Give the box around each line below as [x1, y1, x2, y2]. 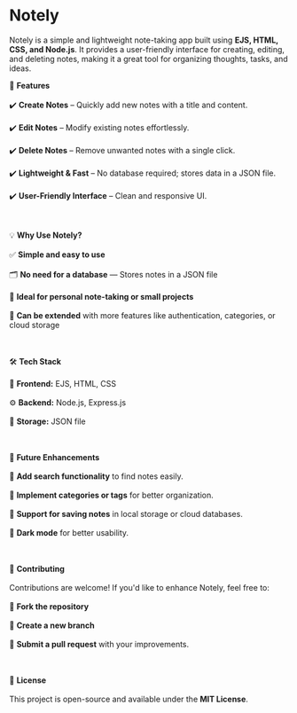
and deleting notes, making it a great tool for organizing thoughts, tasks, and [9, 53, 288, 64]
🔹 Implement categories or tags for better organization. [9, 490, 215, 500]
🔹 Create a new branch [9, 620, 95, 631]
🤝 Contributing [9, 563, 65, 574]
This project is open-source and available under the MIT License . [9, 693, 248, 704]
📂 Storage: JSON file [9, 416, 86, 427]
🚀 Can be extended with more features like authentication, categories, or [9, 309, 277, 320]
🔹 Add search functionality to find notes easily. [9, 471, 184, 482]
